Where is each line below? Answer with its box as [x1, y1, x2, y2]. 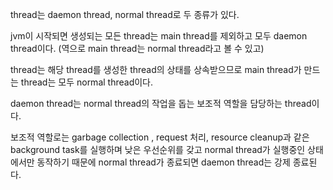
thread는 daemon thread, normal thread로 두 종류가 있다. [10, 9, 240, 20]
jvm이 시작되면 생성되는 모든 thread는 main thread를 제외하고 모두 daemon [10, 30, 308, 42]
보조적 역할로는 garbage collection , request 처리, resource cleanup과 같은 [10, 131, 310, 143]
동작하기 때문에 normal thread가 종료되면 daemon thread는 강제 [36, 156, 291, 168]
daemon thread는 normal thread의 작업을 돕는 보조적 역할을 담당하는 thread [10, 98, 312, 109]
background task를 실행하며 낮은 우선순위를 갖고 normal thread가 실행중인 [10, 144, 306, 155]
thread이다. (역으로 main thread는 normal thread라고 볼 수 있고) [10, 43, 265, 54]
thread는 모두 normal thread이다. [20, 76, 153, 88]
